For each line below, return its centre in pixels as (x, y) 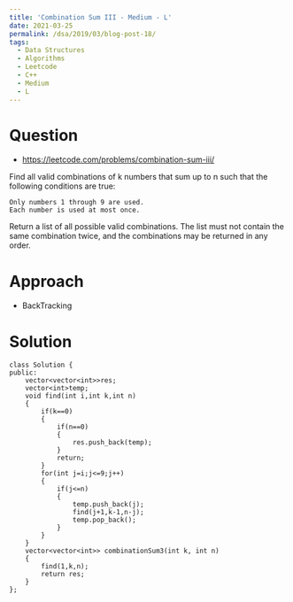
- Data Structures (51, 50)
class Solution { (41, 365)
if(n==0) (73, 427)
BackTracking (47, 305)
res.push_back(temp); (112, 443)
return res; (63, 575)
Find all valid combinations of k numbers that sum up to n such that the (139, 177)
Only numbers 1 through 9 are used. (77, 203)
